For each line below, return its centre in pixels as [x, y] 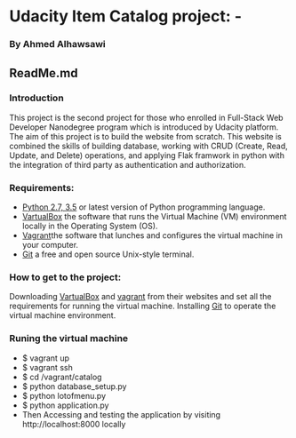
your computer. [50, 245]
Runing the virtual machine [69, 338]
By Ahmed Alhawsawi [58, 44]
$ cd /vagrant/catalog [62, 377]
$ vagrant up [45, 358]
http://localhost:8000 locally [74, 424]
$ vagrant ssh [47, 367]
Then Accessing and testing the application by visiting [121, 414]
